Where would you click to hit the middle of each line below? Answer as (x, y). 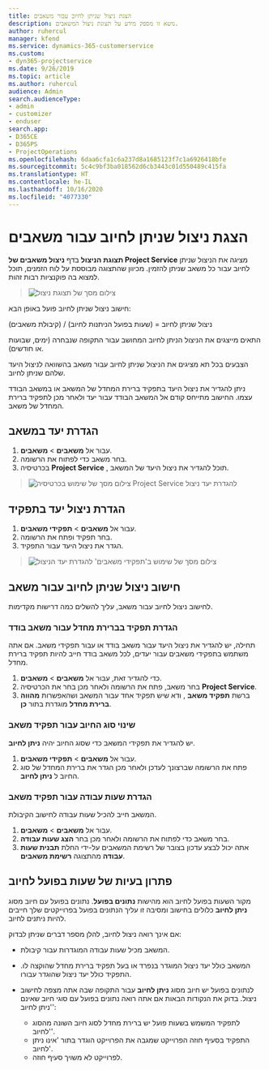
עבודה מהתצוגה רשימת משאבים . (73, 856)
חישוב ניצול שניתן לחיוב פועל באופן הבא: (70, 308)
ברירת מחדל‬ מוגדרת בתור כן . (66, 704)
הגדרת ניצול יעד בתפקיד (67, 509)
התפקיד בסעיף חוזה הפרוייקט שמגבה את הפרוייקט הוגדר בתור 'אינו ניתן (141, 1040)
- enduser (25, 122)
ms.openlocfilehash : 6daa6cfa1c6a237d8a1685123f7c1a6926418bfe (117, 159)
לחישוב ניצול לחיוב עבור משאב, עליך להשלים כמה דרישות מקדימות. (111, 606)
